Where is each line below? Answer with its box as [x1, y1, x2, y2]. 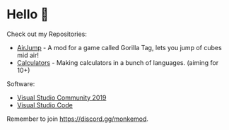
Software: [6, 79, 35, 88]
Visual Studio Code [16, 100, 74, 109]
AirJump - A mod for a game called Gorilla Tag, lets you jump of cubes [16, 43, 222, 52]
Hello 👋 [6, 6, 49, 23]
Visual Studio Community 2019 [16, 93, 107, 102]
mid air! [16, 51, 40, 59]
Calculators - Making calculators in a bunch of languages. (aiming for [16, 58, 219, 66]
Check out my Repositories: [6, 30, 88, 38]
